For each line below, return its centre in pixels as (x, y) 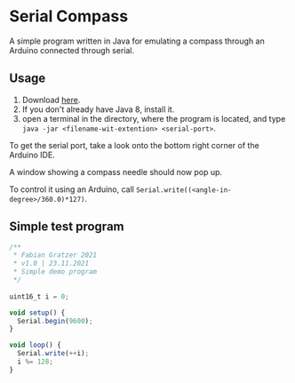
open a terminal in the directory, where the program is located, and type (154, 118)
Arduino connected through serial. (72, 50)
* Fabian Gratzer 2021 (55, 255)
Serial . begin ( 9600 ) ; (55, 321)
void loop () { (36, 345)
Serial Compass (69, 16)
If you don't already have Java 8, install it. (98, 109)
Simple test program (67, 227)
